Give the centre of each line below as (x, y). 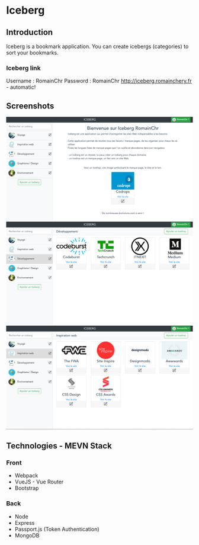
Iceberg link (24, 68)
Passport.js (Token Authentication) (57, 529)
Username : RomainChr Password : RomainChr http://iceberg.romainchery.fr (99, 81)
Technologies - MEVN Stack (59, 446)
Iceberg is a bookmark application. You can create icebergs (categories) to (97, 46)
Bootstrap (27, 488)
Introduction (30, 32)
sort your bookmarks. (33, 53)
